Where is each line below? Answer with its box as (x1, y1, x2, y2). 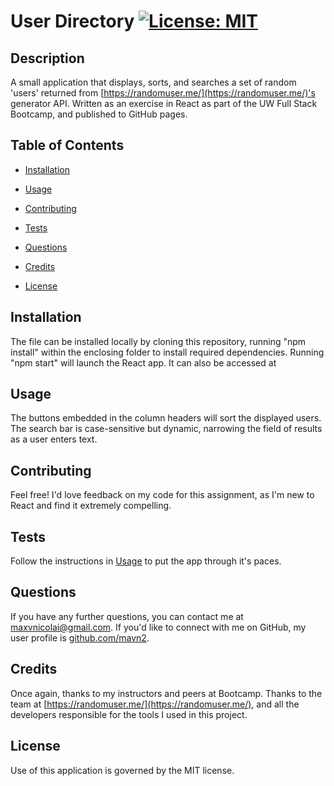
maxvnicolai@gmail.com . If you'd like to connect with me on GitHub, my (10, 621, 307, 633)
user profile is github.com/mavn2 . (10, 631, 150, 644)
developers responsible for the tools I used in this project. (10, 708, 248, 720)
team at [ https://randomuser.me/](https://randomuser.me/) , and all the (10, 698, 300, 710)
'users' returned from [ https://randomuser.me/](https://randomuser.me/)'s (10, 87, 316, 99)
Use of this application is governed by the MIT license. (10, 764, 235, 776)
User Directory (10, 10, 135, 33)
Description (10, 50, 85, 67)
